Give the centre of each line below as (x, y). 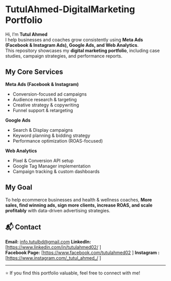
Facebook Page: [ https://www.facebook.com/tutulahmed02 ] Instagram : (82, 252)
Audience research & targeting (45, 99)
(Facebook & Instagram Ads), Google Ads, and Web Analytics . (72, 45)
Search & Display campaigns (42, 130)
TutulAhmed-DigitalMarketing (70, 9)
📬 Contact (23, 227)
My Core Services (34, 72)
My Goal (19, 188)
